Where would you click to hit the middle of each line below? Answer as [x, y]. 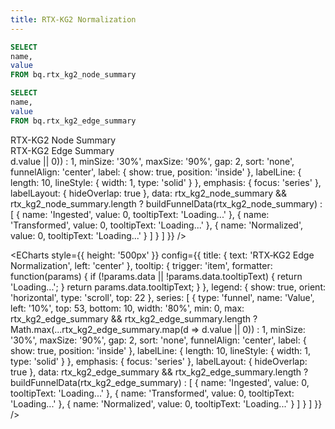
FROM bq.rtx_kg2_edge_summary [73, 121]
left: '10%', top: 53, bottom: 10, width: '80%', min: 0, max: [127, 308]
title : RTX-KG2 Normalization [73, 19]
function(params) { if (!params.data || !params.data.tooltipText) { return [156, 276]
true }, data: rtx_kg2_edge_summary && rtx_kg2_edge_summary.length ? [159, 372]
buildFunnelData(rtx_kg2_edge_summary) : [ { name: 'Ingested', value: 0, [160, 382]
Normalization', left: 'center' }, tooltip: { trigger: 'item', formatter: [141, 265]
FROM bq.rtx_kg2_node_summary [73, 75]
